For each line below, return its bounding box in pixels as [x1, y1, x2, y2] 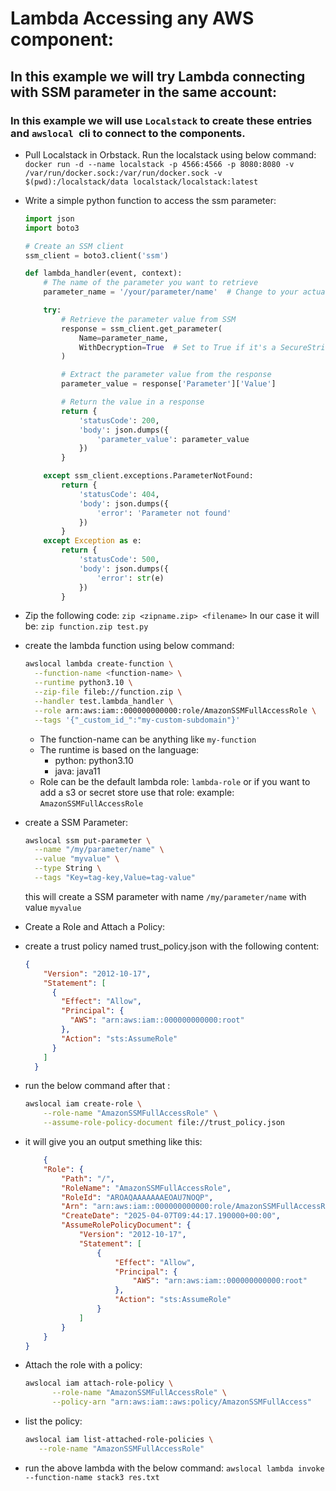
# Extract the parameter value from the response [61, 370, 272, 380]
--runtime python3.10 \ [34, 678, 133, 688]
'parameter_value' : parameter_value [96, 434, 250, 444]
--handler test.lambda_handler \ [34, 696, 174, 706]
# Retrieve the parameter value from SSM [61, 314, 237, 324]
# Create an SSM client [24, 241, 125, 251]
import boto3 [24, 223, 80, 233]
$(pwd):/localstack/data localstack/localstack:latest [24, 177, 259, 187]
